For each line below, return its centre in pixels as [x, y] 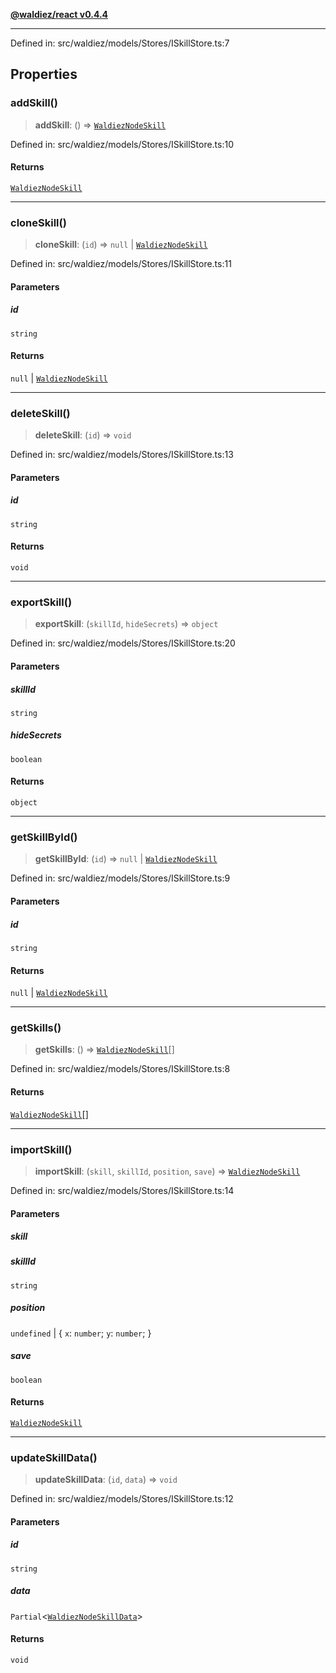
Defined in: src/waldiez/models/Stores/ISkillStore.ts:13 [122, 455]
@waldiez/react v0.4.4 [59, 14]
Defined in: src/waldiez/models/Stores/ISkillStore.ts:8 [120, 1069]
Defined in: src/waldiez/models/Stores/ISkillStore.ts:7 [120, 43]
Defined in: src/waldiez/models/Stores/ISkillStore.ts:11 [121, 264]
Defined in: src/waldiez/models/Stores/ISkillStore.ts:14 [122, 1190]
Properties [44, 74]
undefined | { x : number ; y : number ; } [81, 1333]
